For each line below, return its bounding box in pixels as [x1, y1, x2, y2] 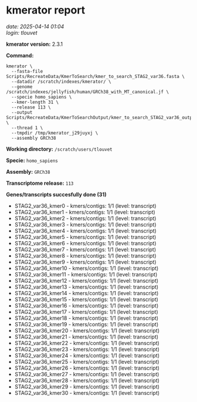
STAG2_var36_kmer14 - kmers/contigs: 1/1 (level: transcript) [14, 289, 159, 296]
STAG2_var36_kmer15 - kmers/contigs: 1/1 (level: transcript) [14, 296, 158, 303]
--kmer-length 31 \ [11, 99, 59, 105]
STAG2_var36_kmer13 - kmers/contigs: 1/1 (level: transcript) [14, 283, 159, 290]
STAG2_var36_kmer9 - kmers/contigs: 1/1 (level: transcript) [14, 258, 157, 265]
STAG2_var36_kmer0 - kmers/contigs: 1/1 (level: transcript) [14, 202, 157, 209]
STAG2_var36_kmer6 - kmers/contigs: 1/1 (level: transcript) [14, 239, 157, 246]
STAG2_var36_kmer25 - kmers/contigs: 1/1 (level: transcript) [14, 358, 159, 365]
